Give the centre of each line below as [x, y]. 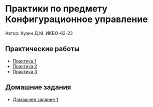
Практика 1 [24, 61]
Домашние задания [38, 87]
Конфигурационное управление [76, 19]
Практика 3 [25, 71]
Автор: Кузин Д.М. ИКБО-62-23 [39, 33]
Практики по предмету [56, 9]
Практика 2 [25, 66]
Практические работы [42, 49]
